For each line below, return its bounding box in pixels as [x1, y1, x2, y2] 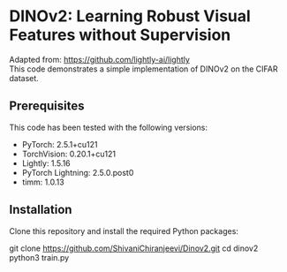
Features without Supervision [9, 25, 231, 45]
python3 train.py [9, 252, 70, 262]
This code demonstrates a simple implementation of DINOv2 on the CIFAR [9, 64, 278, 74]
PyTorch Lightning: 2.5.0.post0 [21, 167, 134, 178]
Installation [9, 202, 72, 217]
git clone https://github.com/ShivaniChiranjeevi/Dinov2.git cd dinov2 [9, 243, 259, 253]
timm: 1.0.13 [21, 177, 64, 187]
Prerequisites [9, 99, 85, 114]
